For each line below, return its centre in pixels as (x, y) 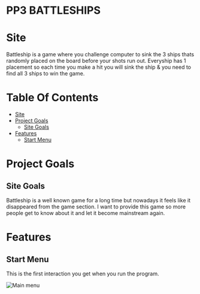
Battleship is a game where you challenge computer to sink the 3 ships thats (100, 54)
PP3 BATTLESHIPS (53, 10)
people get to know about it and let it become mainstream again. (86, 213)
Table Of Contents (52, 98)
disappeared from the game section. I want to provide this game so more (96, 207)
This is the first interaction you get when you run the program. (83, 274)
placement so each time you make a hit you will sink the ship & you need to (99, 67)
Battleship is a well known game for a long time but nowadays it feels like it (99, 201)
